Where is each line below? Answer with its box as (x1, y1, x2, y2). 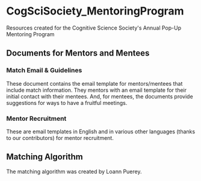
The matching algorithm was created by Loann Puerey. (6, 168, 142, 175)
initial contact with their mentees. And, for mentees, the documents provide (6, 92, 194, 100)
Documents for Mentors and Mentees (6, 48, 150, 59)
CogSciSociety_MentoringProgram (6, 4, 185, 18)
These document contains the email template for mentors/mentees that (6, 80, 183, 87)
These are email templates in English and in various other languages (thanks (6, 128, 196, 135)
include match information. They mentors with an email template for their (6, 86, 187, 94)
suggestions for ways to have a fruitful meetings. (6, 99, 128, 106)
